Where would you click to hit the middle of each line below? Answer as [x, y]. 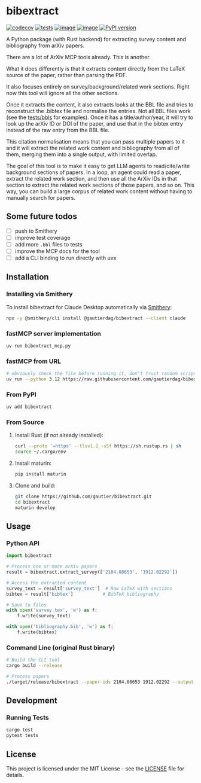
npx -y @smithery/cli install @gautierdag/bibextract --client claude [96, 318]
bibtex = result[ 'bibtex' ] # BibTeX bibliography [83, 594]
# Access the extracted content [46, 583]
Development [32, 701]
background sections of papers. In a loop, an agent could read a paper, [94, 172]
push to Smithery [36, 231]
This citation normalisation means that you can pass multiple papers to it [96, 141]
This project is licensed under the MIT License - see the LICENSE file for [95, 768]
